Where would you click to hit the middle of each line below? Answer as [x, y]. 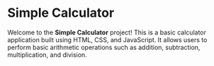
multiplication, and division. [47, 55]
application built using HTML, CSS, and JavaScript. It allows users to [107, 39]
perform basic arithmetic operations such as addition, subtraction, [104, 47]
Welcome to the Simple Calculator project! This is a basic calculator [107, 32]
